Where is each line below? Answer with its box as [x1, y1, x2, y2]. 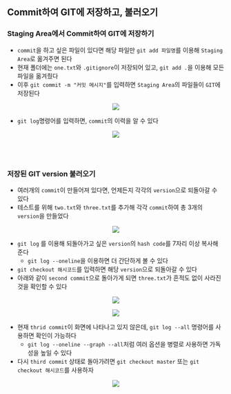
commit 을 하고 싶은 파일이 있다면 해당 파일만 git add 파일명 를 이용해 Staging [17, 45, 223, 54]
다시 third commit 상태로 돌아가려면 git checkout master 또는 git [17, 357, 200, 365]
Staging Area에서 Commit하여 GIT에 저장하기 [7, 29, 154, 39]
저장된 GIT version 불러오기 [7, 169, 96, 178]
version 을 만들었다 [17, 211, 69, 220]
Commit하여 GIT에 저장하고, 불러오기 [7, 6, 159, 19]
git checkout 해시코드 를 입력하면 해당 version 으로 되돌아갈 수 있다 [17, 265, 198, 273]
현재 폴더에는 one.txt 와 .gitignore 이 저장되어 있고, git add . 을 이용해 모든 [17, 63, 225, 71]
